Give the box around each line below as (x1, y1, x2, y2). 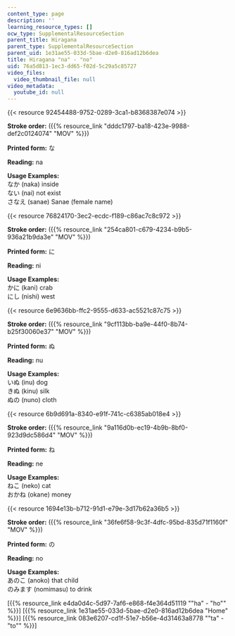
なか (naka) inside (7, 180, 59, 189)
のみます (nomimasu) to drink (7, 585, 93, 594)
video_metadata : (7, 82, 55, 89)
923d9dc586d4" (7, 431, 56, 439)
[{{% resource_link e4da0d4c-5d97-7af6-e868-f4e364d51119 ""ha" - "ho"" (7, 599, 227, 608)
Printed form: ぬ (7, 342, 55, 351)
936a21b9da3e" (7, 233, 54, 242)
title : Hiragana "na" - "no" (7, 56, 93, 63)
